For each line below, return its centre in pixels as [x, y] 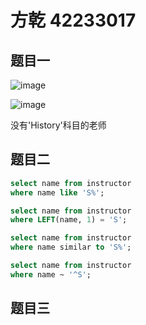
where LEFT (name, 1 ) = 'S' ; [69, 220]
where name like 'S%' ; [57, 192]
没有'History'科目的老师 [58, 125]
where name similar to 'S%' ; [71, 247]
